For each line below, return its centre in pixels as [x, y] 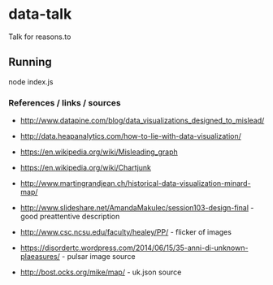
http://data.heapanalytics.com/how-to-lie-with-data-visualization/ [131, 136]
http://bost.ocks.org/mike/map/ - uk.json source [101, 272]
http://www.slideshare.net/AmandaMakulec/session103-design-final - [137, 208]
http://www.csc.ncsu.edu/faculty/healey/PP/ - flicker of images [126, 232]
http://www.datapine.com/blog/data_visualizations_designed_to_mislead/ [142, 121]
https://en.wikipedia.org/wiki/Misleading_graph [99, 152]
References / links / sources [65, 102]
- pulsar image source [99, 257]
